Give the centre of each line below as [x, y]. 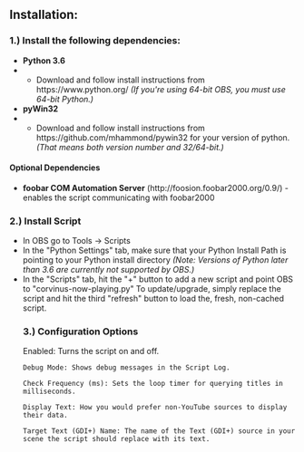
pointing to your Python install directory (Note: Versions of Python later [155, 260]
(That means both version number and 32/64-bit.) [130, 147]
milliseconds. [49, 392]
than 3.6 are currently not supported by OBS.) [108, 270]
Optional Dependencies [55, 168]
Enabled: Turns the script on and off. [91, 351]
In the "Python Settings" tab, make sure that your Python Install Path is [154, 250]
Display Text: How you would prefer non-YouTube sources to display [155, 408]
